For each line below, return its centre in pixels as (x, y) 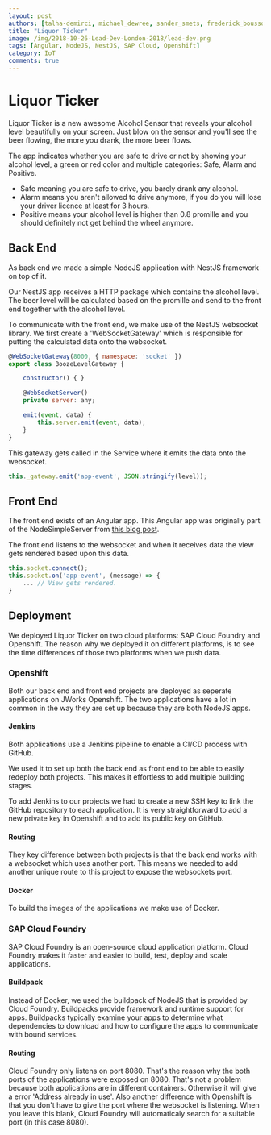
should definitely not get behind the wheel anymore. (106, 222)
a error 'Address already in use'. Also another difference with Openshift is (130, 1096)
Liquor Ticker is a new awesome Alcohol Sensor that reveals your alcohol (130, 123)
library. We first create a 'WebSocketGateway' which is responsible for (126, 333)
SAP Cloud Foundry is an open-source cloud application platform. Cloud (128, 946)
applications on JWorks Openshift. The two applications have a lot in (122, 699)
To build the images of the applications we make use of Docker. (114, 908)
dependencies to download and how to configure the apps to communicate (133, 1025)
